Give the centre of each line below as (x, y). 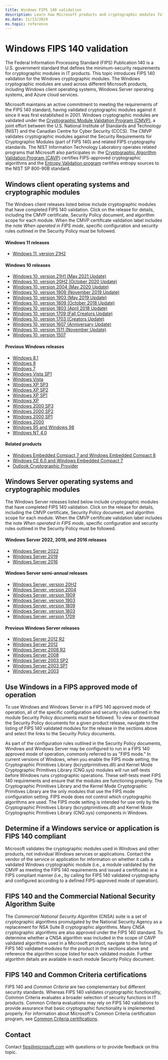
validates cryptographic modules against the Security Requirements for (78, 137)
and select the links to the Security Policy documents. (60, 734)
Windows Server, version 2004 (44, 590)
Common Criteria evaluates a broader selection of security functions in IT (81, 998)
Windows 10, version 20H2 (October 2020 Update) (65, 281)
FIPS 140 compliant (36, 837)
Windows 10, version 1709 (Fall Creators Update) (62, 314)
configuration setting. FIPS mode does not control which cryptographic (78, 797)
